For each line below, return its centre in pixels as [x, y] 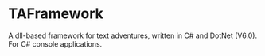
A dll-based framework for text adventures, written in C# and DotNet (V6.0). [132, 35]
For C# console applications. [55, 43]
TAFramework [56, 14]
